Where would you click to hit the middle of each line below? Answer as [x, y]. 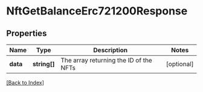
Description [111, 50]
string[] [43, 64]
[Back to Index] [25, 83]
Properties [27, 33]
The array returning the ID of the [106, 60]
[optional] [180, 64]
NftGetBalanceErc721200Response [97, 11]
